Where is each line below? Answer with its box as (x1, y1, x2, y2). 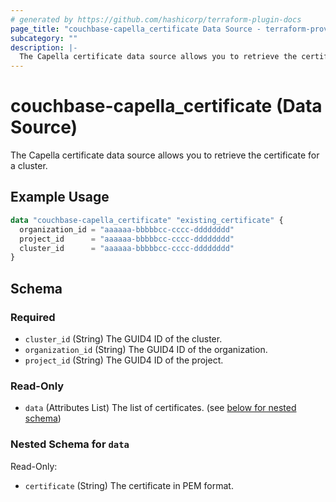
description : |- (10, 42, 78, 53)
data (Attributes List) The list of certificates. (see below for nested (24, 402, 297, 414)
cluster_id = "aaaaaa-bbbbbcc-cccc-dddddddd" (19, 243, 235, 253)
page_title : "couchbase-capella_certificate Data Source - (10, 24, 262, 34)
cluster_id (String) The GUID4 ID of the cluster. (24, 332, 223, 345)
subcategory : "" (10, 33, 78, 43)
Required (10, 310, 56, 324)
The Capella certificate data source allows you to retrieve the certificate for (10, 149, 320, 161)
